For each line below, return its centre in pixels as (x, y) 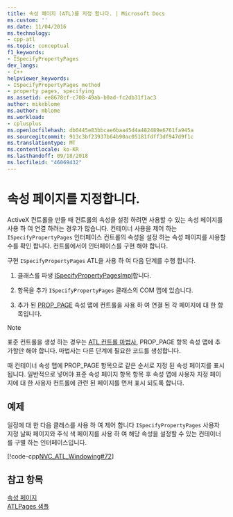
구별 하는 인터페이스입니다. (51, 442)
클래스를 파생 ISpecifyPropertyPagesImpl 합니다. (84, 275)
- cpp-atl (21, 40)
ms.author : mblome (34, 111)
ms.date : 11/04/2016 (37, 26)
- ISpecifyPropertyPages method (54, 85)
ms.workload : (26, 117)
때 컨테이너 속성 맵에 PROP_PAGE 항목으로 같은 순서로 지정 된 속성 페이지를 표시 (116, 365)
